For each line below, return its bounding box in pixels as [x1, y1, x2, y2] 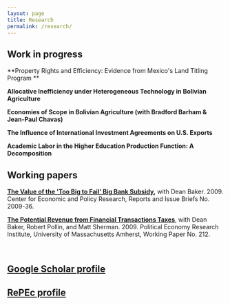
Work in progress [7, 48, 83, 60]
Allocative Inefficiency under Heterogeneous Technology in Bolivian [7, 87, 207, 96]
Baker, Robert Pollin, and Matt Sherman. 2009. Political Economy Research [7, 223, 219, 231]
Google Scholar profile [7, 263, 106, 275]
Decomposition [7, 149, 52, 158]
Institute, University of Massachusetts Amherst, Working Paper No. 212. [7, 230, 211, 238]
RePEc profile [7, 286, 67, 298]
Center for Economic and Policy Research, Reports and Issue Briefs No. [7, 195, 210, 203]
